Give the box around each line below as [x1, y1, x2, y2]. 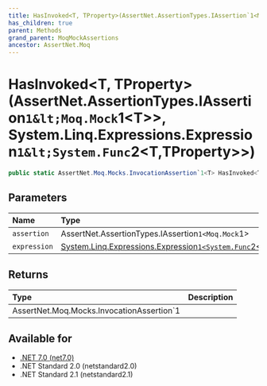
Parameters [8, 191, 68, 205]
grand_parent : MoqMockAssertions [8, 33, 119, 42]
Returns [8, 268, 49, 282]
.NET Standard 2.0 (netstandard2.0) [19, 361, 137, 371]
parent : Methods [8, 26, 62, 34]
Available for [8, 331, 73, 345]
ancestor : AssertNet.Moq [8, 41, 91, 49]
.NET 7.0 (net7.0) [19, 353, 75, 362]
